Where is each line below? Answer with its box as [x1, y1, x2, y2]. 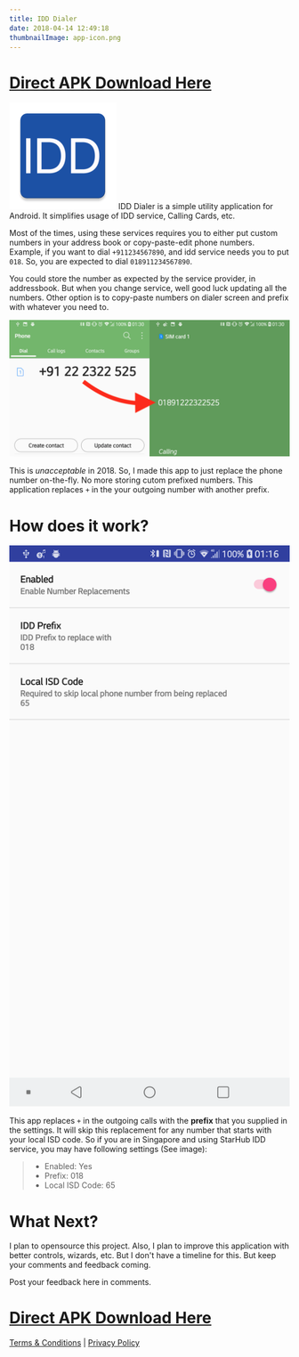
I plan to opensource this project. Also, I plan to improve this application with [9, 1240, 289, 1251]
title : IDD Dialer [9, 14, 77, 23]
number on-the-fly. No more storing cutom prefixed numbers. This [9, 475, 254, 485]
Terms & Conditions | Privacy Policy [9, 1337, 141, 1348]
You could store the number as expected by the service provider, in [9, 273, 256, 284]
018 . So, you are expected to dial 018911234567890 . [9, 256, 193, 267]
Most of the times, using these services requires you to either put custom [9, 228, 279, 239]
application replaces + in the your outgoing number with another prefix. [9, 484, 270, 495]
